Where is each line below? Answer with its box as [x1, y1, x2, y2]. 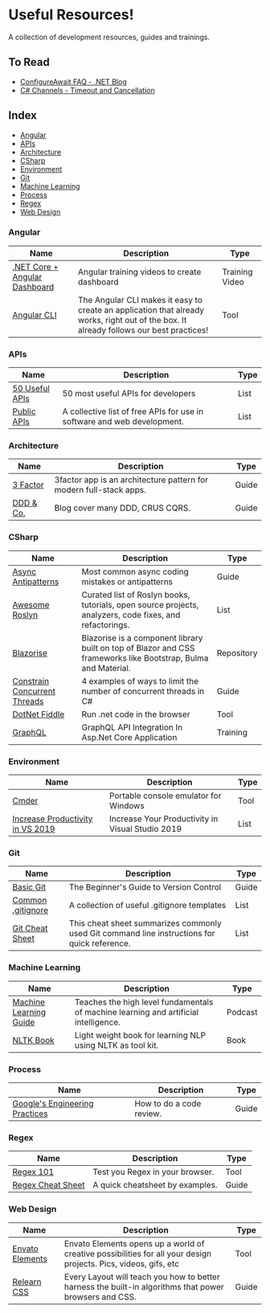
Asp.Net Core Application [81, 731, 178, 742]
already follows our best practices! [77, 324, 209, 335]
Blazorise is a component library [81, 632, 203, 644]
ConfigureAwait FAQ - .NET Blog [19, 76, 127, 86]
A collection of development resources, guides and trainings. [8, 32, 211, 42]
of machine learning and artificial [75, 1006, 199, 1017]
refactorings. [81, 619, 130, 630]
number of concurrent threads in [81, 685, 205, 697]
